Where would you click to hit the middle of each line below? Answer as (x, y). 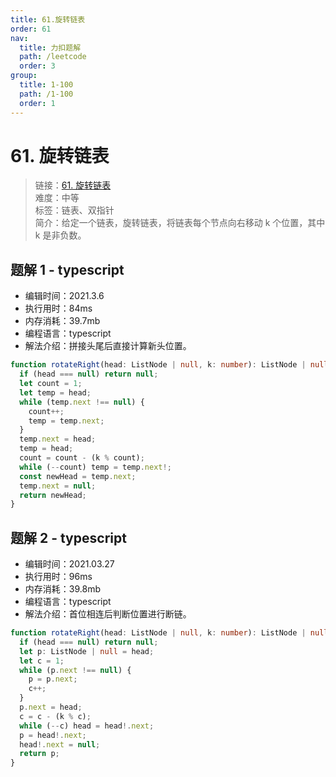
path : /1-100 (46, 94)
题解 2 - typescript (68, 537)
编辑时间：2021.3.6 (64, 296)
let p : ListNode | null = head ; (87, 651)
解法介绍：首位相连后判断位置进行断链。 (108, 614)
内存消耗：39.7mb (62, 321)
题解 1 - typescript (67, 269)
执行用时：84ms (58, 308)
